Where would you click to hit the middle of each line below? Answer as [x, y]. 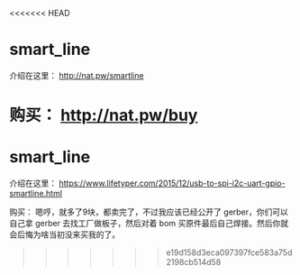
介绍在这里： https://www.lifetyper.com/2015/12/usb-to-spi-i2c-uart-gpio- [147, 183]
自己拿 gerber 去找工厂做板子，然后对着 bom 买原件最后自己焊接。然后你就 [149, 224]
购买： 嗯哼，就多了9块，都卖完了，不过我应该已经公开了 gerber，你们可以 [149, 212]
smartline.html [36, 194]
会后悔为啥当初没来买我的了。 [64, 234]
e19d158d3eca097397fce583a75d [229, 252]
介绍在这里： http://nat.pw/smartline [77, 75]
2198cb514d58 [194, 262]
